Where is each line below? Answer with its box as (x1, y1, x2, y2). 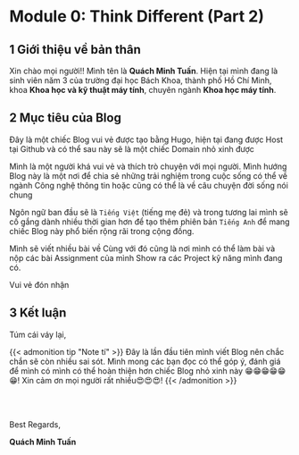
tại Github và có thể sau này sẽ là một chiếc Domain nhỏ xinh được (9, 143, 254, 154)
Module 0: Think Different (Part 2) (9, 6, 265, 27)
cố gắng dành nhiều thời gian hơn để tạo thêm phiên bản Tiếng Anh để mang (9, 216, 290, 227)
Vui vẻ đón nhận (9, 279, 70, 290)
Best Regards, (9, 418, 61, 430)
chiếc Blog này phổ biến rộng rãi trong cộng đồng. (9, 225, 195, 236)
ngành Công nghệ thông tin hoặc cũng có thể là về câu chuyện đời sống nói (9, 180, 288, 190)
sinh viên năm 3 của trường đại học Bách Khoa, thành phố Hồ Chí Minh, (9, 75, 272, 86)
